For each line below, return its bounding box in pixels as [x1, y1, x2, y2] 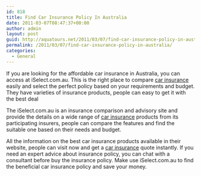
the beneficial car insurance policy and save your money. [6, 163, 147, 170]
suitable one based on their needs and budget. [6, 126, 121, 133]
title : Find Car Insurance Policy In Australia [6, 14, 127, 20]
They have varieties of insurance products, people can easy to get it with [6, 89, 187, 96]
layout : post [6, 31, 39, 37]
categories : [6, 48, 36, 54]
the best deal [6, 95, 39, 102]
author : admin [6, 25, 42, 32]
